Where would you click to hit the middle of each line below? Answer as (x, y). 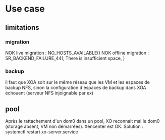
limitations (22, 28)
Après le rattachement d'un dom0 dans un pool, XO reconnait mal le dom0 (82, 121)
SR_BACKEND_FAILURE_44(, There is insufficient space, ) (65, 58)
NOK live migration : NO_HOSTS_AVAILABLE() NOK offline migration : (77, 53)
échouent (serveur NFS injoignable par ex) (49, 93)
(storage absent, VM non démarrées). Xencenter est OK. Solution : (74, 126)
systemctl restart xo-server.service (42, 131)
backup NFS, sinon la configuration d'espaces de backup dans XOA (76, 88)
